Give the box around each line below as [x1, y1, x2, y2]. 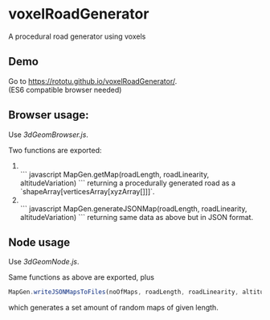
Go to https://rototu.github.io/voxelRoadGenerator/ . [8, 76, 178, 85]
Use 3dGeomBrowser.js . [8, 130, 88, 139]
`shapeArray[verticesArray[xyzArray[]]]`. [19, 186, 155, 196]
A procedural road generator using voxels [8, 31, 146, 41]
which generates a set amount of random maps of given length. [8, 303, 219, 313]
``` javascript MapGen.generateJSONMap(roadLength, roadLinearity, [19, 203, 247, 214]
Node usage [8, 235, 71, 249]
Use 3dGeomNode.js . [8, 257, 80, 267]
